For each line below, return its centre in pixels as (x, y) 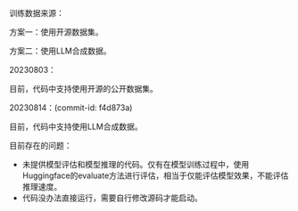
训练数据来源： (37, 13)
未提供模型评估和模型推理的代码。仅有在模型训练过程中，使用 (136, 164)
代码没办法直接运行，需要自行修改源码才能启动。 (112, 198)
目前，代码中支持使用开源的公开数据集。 (83, 89)
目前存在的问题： (41, 146)
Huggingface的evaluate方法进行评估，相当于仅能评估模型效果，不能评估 (155, 175)
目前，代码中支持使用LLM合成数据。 (76, 126)
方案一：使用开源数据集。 (56, 32)
